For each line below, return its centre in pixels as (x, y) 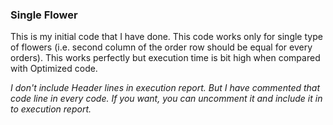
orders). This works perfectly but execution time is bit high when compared (165, 58)
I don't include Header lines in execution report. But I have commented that (165, 88)
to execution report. (51, 109)
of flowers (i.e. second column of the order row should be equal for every (161, 47)
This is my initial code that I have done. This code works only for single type (166, 37)
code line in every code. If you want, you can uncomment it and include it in (166, 99)
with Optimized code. (54, 69)
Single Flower (44, 15)
